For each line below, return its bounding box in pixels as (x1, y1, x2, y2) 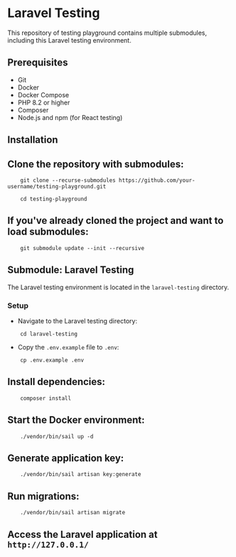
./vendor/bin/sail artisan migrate (20, 509, 126, 517)
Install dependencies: (7, 376, 105, 388)
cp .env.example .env (20, 357, 84, 364)
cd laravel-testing (20, 330, 78, 337)
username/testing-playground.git (7, 183, 107, 190)
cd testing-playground (20, 195, 87, 202)
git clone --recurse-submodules (20, 176, 116, 184)
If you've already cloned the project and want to (7, 215, 224, 227)
